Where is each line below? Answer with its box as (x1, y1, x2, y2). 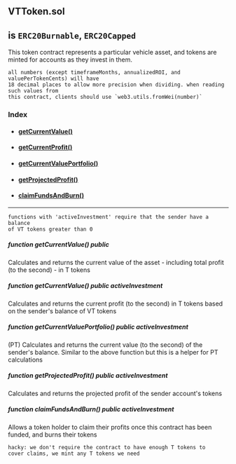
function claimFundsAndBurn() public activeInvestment (8, 405, 174, 414)
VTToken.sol (8, 6, 65, 18)
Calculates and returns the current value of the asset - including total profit (8, 258, 224, 266)
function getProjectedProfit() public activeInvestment (8, 371, 168, 380)
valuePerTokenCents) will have (8, 75, 99, 83)
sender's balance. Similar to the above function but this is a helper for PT (8, 348, 218, 356)
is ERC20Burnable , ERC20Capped (8, 29, 136, 41)
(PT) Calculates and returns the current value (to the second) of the (8, 340, 203, 349)
